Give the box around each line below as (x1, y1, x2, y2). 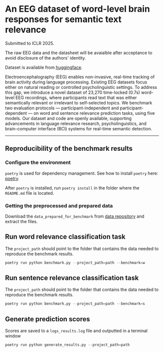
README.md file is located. (5, 190, 55, 196)
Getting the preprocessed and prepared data (5, 202, 113, 209)
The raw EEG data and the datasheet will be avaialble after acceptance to (5, 50, 153, 56)
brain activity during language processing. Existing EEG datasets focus (5, 79, 147, 85)
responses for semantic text (5, 14, 122, 25)
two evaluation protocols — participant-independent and (5, 105, 119, 111)
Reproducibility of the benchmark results (5, 145, 133, 153)
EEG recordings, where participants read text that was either (15, 94, 137, 101)
